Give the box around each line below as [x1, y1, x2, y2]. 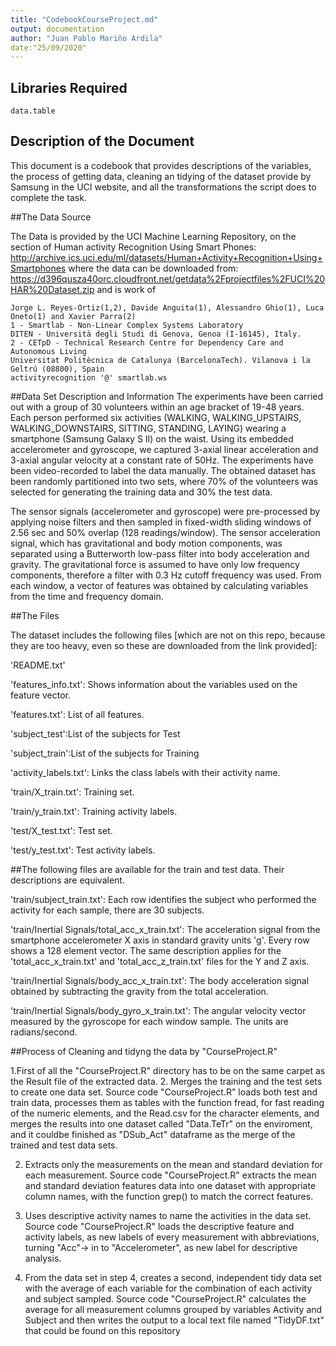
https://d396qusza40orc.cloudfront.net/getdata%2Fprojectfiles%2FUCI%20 [10, 272, 326, 285]
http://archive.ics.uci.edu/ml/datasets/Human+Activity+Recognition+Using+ [10, 251, 323, 263]
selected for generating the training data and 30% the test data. [10, 486, 273, 498]
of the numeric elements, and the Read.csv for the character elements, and [10, 1107, 320, 1119]
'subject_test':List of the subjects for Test [10, 727, 181, 740]
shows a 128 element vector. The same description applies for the [10, 944, 282, 956]
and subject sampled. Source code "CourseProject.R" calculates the [24, 1292, 307, 1305]
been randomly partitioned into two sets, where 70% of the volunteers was [10, 475, 319, 487]
